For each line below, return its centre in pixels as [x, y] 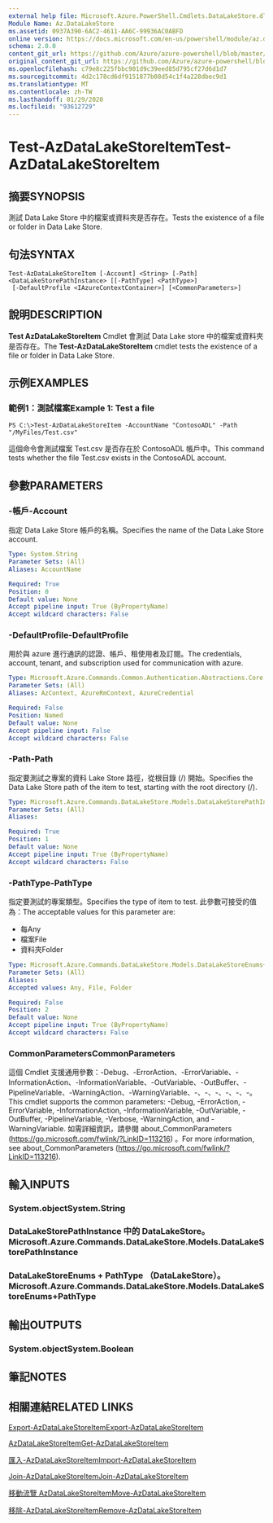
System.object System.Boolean [71, 1349]
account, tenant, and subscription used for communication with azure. [126, 663]
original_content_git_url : [54, 62]
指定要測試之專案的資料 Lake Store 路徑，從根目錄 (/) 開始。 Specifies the [131, 778]
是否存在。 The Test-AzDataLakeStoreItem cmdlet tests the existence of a [133, 346]
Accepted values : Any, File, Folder [70, 988]
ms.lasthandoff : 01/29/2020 [56, 99]
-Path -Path [31, 759]
